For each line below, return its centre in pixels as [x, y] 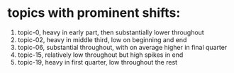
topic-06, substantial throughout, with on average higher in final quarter [122, 47]
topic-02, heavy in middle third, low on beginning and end [102, 39]
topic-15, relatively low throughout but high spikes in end [100, 55]
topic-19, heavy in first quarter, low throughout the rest [97, 62]
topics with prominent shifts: [94, 13]
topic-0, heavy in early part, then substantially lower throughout [111, 32]
